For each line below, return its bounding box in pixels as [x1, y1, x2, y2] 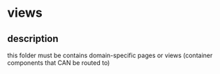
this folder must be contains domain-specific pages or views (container [7, 51, 213, 59]
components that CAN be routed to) [7, 59, 110, 67]
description [7, 33, 59, 45]
